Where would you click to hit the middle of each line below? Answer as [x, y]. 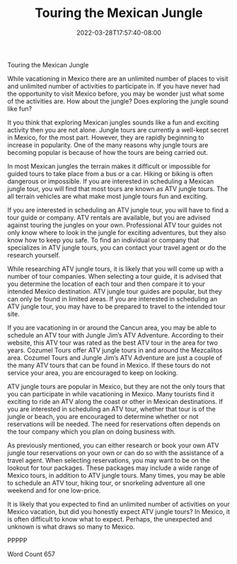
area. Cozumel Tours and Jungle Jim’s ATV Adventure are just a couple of [115, 357]
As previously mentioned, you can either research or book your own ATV [113, 445]
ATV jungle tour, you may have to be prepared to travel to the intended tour [116, 306]
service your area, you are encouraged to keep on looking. [93, 372]
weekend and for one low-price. [54, 490]
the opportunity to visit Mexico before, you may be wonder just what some [116, 93]
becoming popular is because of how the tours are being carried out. [108, 152]
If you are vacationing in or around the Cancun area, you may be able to [112, 328]
